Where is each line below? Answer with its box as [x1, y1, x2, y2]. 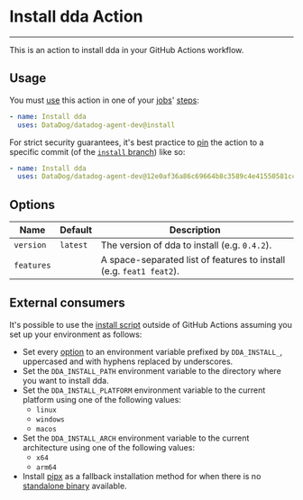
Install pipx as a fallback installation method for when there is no [22, 470, 262, 481]
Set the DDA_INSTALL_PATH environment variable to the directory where [22, 365, 281, 376]
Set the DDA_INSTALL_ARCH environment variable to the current [22, 432, 250, 443]
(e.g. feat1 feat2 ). [100, 265, 180, 277]
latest [60, 241, 88, 250]
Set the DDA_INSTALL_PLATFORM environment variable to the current [22, 385, 266, 395]
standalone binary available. [22, 480, 128, 491]
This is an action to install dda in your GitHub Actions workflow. [9, 44, 244, 55]
